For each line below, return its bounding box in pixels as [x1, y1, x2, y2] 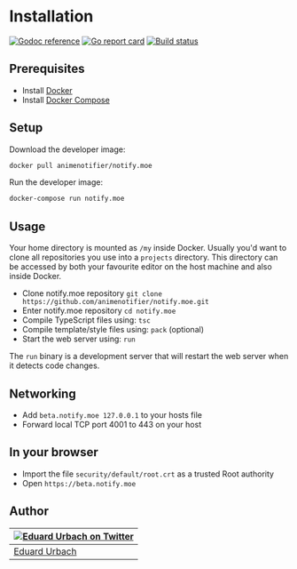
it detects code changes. [9, 360, 100, 371]
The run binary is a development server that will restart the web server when [9, 351, 289, 362]
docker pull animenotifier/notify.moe [9, 161, 152, 170]
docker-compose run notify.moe [9, 194, 125, 204]
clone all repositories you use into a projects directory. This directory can [9, 252, 278, 263]
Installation [9, 6, 94, 27]
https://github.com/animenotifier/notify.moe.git [21, 298, 210, 307]
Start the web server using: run [21, 333, 136, 344]
